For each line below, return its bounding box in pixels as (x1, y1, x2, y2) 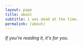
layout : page (5, 7, 32, 12)
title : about (5, 12, 32, 17)
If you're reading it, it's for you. (5, 35, 69, 41)
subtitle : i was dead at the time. (5, 16, 79, 21)
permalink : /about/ (5, 21, 46, 26)
